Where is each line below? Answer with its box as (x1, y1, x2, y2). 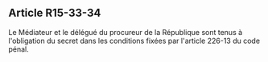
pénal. (8, 44, 30, 54)
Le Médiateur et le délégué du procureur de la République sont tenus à (8, 27, 243, 37)
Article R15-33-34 (8, 6, 101, 20)
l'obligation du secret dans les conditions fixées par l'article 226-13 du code (8, 36, 260, 45)
